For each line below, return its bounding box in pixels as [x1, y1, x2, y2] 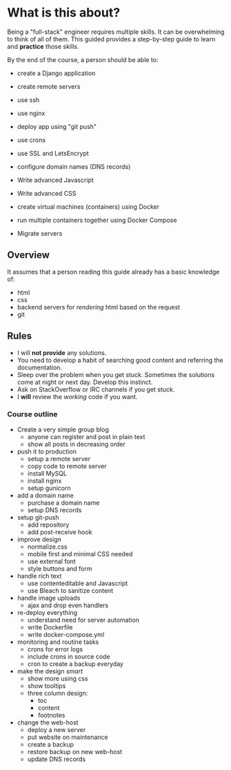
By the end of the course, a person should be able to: [7, 55, 159, 63]
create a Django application [17, 69, 96, 77]
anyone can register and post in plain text [27, 432, 145, 440]
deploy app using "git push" [17, 122, 97, 130]
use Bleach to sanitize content [27, 586, 114, 594]
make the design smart [17, 667, 83, 675]
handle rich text [17, 571, 62, 580]
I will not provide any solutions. [17, 348, 107, 356]
